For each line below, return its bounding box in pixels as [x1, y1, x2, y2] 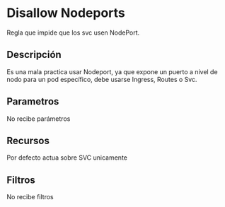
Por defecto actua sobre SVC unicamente [6, 153, 128, 162]
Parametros [6, 95, 59, 107]
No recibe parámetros [6, 114, 71, 123]
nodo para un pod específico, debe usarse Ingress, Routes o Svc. [6, 75, 197, 83]
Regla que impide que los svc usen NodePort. [6, 28, 140, 37]
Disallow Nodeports [6, 5, 125, 21]
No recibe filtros [6, 193, 54, 201]
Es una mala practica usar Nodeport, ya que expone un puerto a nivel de [6, 67, 218, 76]
